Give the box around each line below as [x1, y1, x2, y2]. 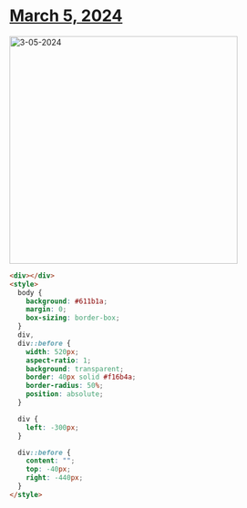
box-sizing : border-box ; [26, 313, 120, 323]
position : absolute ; [26, 390, 104, 399]
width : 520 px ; [26, 347, 79, 356]
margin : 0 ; [26, 305, 67, 314]
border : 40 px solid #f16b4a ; [26, 372, 137, 382]
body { [17, 288, 43, 297]
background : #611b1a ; [26, 297, 108, 306]
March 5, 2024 [9, 5, 123, 26]
